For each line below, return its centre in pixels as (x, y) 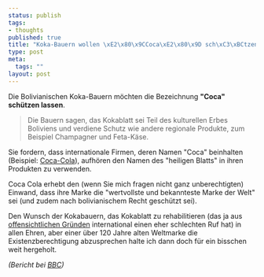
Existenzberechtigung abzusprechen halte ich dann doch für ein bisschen (128, 241)
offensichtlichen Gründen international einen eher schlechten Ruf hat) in (125, 224)
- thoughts (26, 30)
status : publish (35, 15)
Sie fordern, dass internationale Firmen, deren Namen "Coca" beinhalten (126, 152)
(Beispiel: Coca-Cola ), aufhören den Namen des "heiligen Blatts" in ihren (126, 160)
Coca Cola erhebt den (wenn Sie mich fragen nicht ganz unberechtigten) (126, 184)
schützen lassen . (37, 105)
